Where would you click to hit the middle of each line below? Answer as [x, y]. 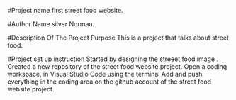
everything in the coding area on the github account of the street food [109, 82]
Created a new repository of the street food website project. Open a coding [117, 66]
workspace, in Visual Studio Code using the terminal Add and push [105, 74]
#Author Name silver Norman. [51, 24]
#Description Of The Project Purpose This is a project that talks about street [118, 38]
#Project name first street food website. [65, 10]
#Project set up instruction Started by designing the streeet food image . [113, 59]
